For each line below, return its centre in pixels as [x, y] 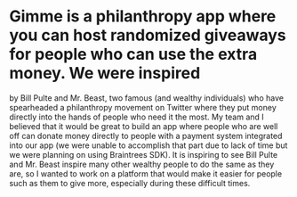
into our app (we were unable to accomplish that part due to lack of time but [148, 145]
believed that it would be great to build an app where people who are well [144, 126]
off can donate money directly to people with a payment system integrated [146, 135]
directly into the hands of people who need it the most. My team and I [136, 117]
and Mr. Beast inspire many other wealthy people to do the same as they [142, 164]
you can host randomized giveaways [148, 35]
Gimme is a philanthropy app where [143, 16]
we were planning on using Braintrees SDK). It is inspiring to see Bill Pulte [144, 154]
